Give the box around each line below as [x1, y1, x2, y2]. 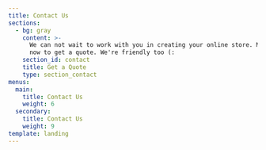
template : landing [8, 129, 69, 137]
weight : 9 [22, 122, 55, 130]
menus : [8, 78, 30, 86]
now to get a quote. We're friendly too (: [28, 48, 176, 56]
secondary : [15, 108, 51, 116]
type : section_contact [22, 71, 97, 79]
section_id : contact [22, 56, 90, 64]
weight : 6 [22, 100, 55, 108]
